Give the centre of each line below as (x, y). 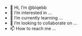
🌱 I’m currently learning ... (36, 18)
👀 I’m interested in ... (31, 13)
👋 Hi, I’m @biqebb (28, 8)
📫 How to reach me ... (33, 28)
